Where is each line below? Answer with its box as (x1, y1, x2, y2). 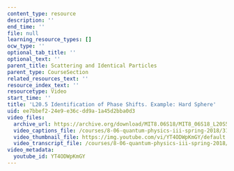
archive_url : (13, 120, 52, 128)
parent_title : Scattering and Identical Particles (7, 62, 157, 69)
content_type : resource (7, 10, 77, 17)
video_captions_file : (13, 127, 77, 134)
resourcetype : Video (7, 88, 68, 95)
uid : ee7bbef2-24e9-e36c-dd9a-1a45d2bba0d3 (7, 107, 136, 114)
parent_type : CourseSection (7, 68, 89, 75)
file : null (7, 29, 39, 37)
